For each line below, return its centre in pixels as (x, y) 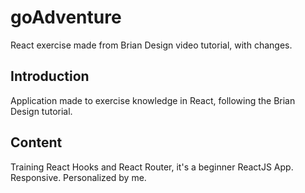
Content (36, 142)
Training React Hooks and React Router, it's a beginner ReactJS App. (152, 167)
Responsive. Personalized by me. (78, 177)
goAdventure (66, 17)
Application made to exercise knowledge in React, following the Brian (153, 100)
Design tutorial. (41, 111)
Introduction (50, 76)
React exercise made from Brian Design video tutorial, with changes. (151, 45)
